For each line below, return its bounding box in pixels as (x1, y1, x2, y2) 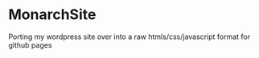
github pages (8, 40, 52, 49)
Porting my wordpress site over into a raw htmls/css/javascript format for (8, 32, 251, 41)
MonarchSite (8, 6, 97, 24)
